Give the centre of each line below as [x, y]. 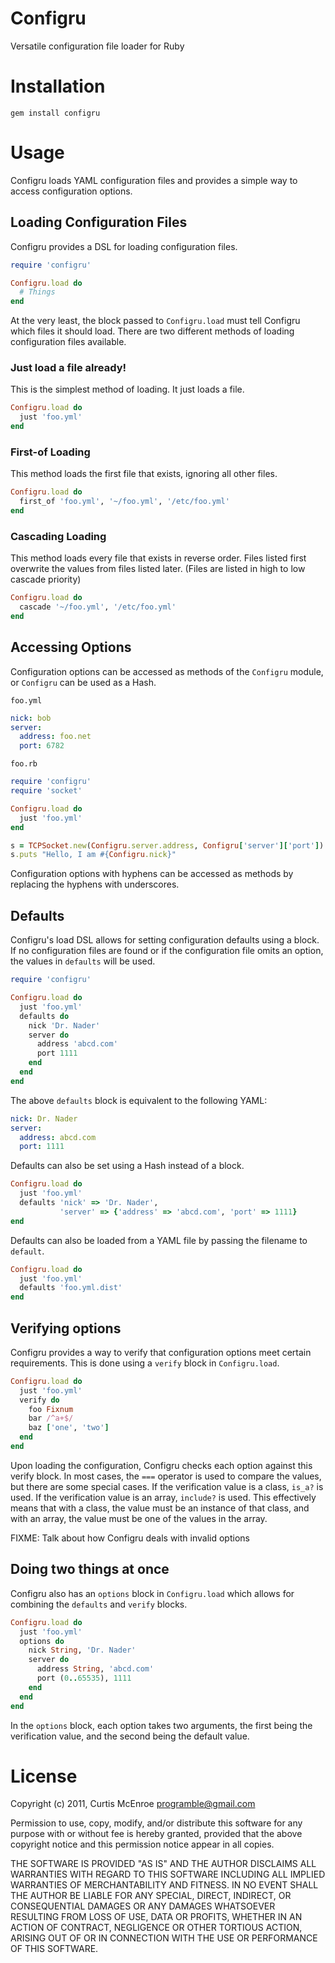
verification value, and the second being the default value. [130, 1736]
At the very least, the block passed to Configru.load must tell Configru [155, 321]
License [44, 1776]
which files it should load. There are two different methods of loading [152, 331]
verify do [39, 1400]
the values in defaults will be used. [83, 961]
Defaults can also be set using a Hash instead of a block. [127, 1166]
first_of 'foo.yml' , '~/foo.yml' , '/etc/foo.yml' [124, 502]
